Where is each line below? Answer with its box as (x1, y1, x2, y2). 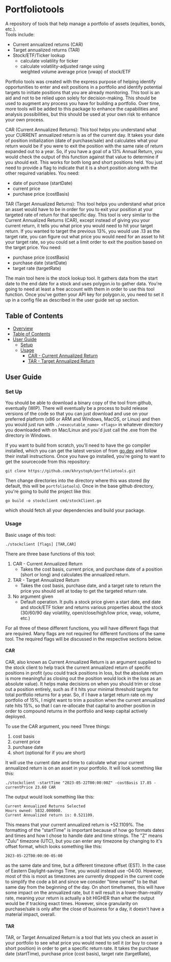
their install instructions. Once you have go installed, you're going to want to (5, 453, 165, 459)
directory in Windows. (5, 432, 52, 438)
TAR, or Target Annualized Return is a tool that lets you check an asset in (5, 934, 158, 940)
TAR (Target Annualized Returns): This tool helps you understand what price (5, 201, 165, 207)
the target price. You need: (5, 244, 62, 250)
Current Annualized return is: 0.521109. (5, 812, 95, 818)
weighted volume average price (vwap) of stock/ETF (20, 68, 131, 75)
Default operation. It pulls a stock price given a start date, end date (20, 598, 161, 605)
